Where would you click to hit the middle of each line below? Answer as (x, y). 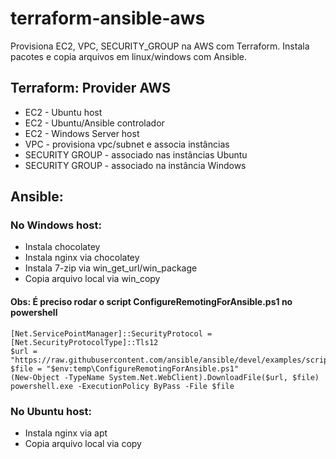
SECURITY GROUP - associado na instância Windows (135, 165)
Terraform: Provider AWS (90, 88)
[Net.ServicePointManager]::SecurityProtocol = (111, 333)
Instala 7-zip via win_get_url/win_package (111, 268)
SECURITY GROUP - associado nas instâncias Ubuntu (136, 154)
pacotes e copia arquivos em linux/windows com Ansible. (129, 56)
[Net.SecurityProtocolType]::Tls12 (84, 342)
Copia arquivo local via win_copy (92, 279)
